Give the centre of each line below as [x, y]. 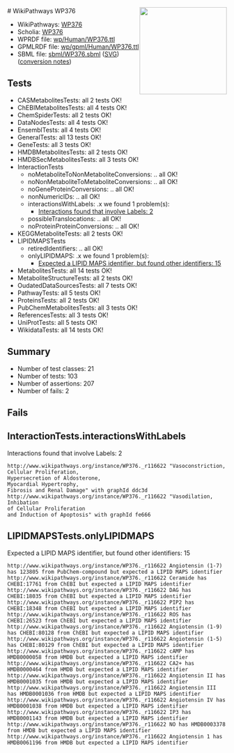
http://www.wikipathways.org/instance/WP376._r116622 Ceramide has [107, 578]
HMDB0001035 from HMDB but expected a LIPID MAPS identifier [98, 682]
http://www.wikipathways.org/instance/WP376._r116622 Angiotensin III [112, 687]
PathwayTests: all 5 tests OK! [59, 293]
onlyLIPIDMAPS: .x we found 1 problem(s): [88, 256]
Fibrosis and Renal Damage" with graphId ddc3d [78, 490]
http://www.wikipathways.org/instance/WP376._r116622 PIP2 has [101, 602]
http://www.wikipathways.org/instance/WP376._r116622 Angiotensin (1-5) [115, 639]
